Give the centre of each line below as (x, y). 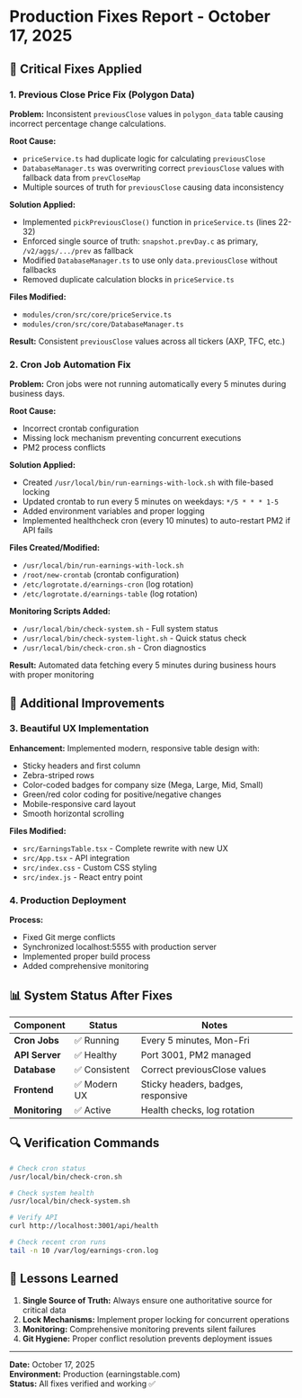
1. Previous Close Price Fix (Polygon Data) (102, 94)
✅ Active (93, 1110)
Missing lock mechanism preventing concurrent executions (132, 438)
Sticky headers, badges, (192, 1084)
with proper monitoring (52, 675)
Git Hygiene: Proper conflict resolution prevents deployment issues (147, 1339)
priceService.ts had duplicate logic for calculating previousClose (144, 158)
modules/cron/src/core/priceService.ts (97, 315)
